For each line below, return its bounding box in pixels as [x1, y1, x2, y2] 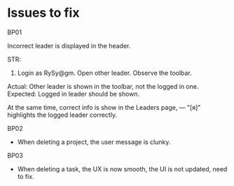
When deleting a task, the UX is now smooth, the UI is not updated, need [17, 164, 228, 173]
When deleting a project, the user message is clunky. [17, 138, 171, 146]
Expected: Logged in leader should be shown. [7, 90, 140, 98]
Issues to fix [7, 5, 80, 21]
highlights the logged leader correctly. [7, 110, 118, 119]
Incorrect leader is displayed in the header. [7, 41, 131, 50]
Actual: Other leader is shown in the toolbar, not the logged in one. [7, 82, 199, 90]
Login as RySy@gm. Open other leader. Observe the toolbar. [17, 69, 193, 77]
